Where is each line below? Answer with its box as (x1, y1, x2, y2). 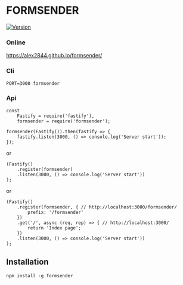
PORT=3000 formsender (6, 80, 60, 87)
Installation (6, 257, 49, 267)
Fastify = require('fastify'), (17, 113, 95, 119)
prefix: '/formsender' (27, 209, 84, 215)
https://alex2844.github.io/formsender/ (6, 52, 103, 59)
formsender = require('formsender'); (17, 118, 111, 124)
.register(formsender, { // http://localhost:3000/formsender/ (17, 204, 178, 210)
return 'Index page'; (27, 225, 82, 231)
